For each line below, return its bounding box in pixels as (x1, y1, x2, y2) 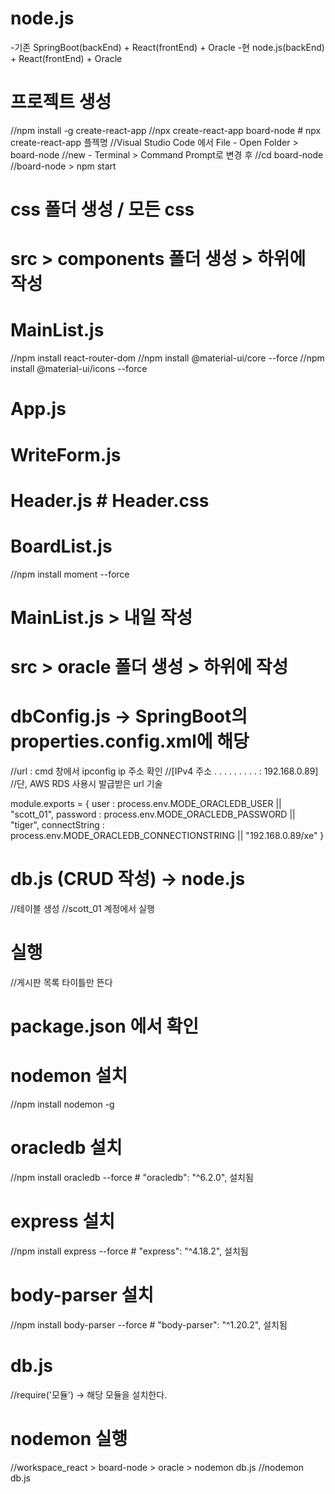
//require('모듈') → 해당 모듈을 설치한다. (10, 1388, 168, 1401)
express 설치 (10, 1210, 115, 1233)
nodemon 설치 (10, 1065, 128, 1087)
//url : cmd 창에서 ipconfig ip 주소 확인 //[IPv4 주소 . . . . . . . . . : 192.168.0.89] (10, 765, 319, 777)
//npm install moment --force (10, 568, 130, 580)
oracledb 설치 (10, 1137, 123, 1159)
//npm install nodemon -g (10, 1098, 115, 1110)
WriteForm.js (10, 443, 122, 466)
